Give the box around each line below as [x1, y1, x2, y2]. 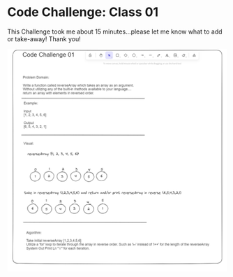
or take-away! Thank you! [7, 34, 82, 43]
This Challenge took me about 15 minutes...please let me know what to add [7, 27, 223, 36]
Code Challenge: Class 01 [7, 4, 159, 20]
